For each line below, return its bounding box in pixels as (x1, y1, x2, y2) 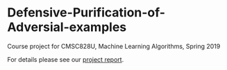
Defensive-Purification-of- (7, 5, 165, 21)
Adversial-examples (7, 19, 127, 35)
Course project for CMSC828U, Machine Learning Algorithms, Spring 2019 (7, 42, 221, 50)
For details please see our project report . (7, 55, 124, 63)
